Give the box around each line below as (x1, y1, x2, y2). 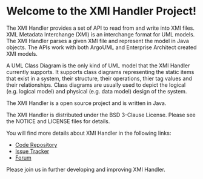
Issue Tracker (15, 147, 50, 155)
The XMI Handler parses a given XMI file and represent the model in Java (6, 37, 190, 44)
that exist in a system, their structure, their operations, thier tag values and (6, 75, 193, 82)
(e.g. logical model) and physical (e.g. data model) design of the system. (6, 87, 187, 95)
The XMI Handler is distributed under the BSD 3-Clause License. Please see (6, 111, 196, 118)
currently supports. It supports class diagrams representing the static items (6, 68, 195, 75)
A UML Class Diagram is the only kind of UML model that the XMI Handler (6, 62, 190, 69)
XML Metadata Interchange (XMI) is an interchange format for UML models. (6, 30, 195, 38)
